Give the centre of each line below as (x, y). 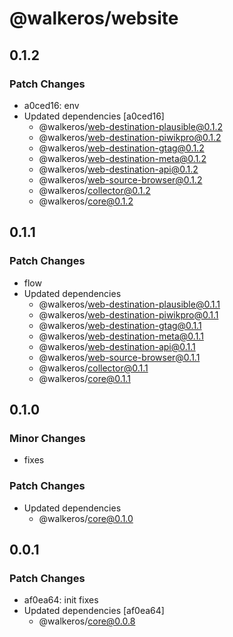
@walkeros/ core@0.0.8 (87, 621)
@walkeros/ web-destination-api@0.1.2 (118, 169)
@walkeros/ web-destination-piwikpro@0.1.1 (128, 314)
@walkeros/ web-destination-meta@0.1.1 (121, 336)
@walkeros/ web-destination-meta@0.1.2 (122, 158)
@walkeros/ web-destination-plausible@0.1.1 (129, 304)
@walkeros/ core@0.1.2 (86, 201)
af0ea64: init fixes (61, 600)
